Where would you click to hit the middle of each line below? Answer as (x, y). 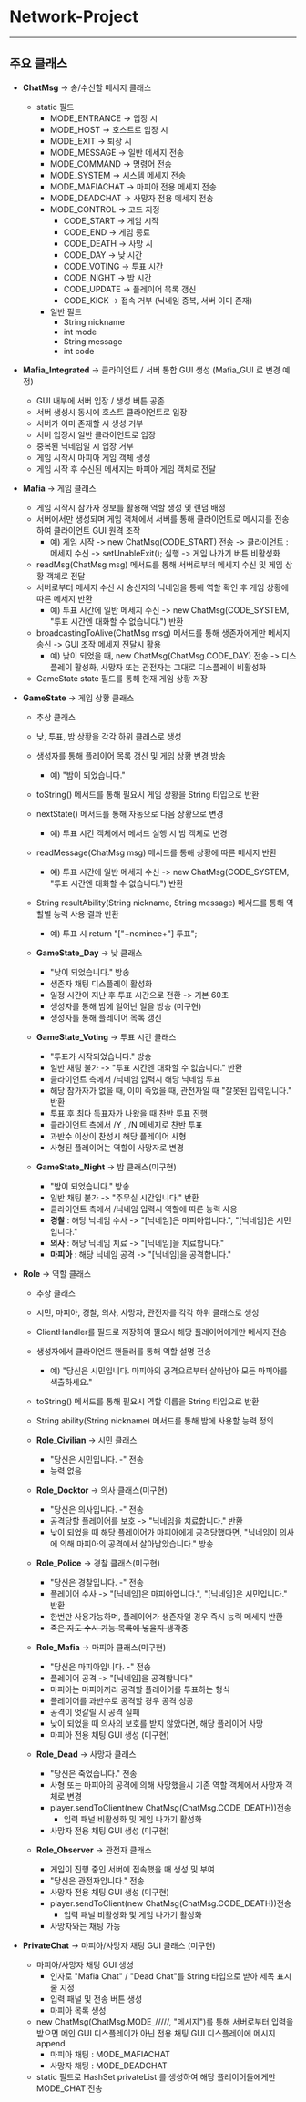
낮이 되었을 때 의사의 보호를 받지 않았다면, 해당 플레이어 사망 (157, 1723)
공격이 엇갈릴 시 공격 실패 (95, 1712)
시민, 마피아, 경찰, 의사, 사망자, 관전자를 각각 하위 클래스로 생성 (148, 1312)
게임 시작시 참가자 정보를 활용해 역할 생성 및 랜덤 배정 (131, 507)
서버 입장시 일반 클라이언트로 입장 (96, 434)
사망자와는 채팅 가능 (85, 1926)
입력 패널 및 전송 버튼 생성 (96, 1999)
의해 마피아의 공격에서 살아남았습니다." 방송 (137, 1543)
